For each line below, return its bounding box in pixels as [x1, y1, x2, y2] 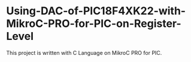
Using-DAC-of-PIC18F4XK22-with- [6, 4, 186, 18]
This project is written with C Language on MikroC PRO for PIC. [6, 49, 162, 56]
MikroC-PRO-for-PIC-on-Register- [6, 17, 181, 30]
